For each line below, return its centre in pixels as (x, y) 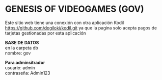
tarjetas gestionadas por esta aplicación (46, 33)
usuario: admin (20, 68)
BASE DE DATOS (22, 42)
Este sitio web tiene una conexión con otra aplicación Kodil (65, 23)
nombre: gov (18, 53)
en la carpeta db (22, 48)
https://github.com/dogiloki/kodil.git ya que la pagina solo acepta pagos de (81, 27)
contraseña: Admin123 (28, 73)
